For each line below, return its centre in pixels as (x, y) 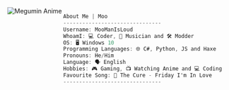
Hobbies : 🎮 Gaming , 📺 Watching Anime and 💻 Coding (143, 69)
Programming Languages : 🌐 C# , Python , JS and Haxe (140, 49)
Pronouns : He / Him (89, 56)
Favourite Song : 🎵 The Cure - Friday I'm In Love (137, 75)
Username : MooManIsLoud (98, 30)
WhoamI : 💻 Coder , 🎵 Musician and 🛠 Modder (129, 36)
